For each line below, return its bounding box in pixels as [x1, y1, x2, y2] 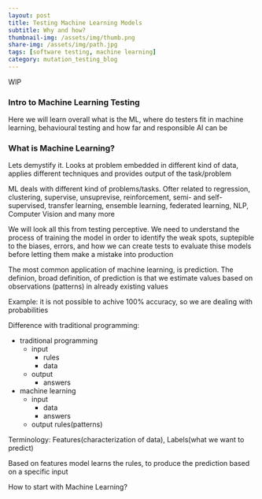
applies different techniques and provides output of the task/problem [8, 169, 232, 178]
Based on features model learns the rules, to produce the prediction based [8, 459, 250, 468]
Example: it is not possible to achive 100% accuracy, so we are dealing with [8, 297, 253, 307]
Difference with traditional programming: [8, 321, 140, 330]
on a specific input [8, 467, 68, 477]
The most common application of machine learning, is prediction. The [8, 265, 234, 274]
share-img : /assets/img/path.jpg [8, 41, 118, 49]
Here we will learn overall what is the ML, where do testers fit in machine [8, 115, 244, 125]
